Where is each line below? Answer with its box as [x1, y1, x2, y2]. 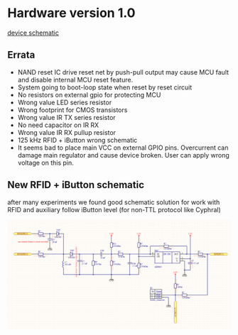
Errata [7, 49, 36, 61]
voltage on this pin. [17, 158, 75, 167]
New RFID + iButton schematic [7, 179, 144, 191]
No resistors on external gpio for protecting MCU [17, 90, 161, 99]
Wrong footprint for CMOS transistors [17, 105, 128, 114]
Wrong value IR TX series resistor [17, 113, 116, 121]
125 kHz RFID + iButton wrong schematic [17, 136, 138, 144]
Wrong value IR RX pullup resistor [17, 128, 116, 136]
